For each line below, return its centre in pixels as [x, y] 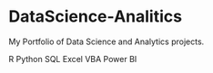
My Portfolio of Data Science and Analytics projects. [106, 41]
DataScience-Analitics [96, 17]
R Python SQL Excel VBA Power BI [73, 59]
